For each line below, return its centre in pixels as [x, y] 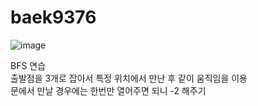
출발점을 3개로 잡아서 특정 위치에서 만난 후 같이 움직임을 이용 [129, 78]
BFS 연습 [28, 65]
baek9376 [53, 17]
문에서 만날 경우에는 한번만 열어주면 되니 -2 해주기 [108, 90]
